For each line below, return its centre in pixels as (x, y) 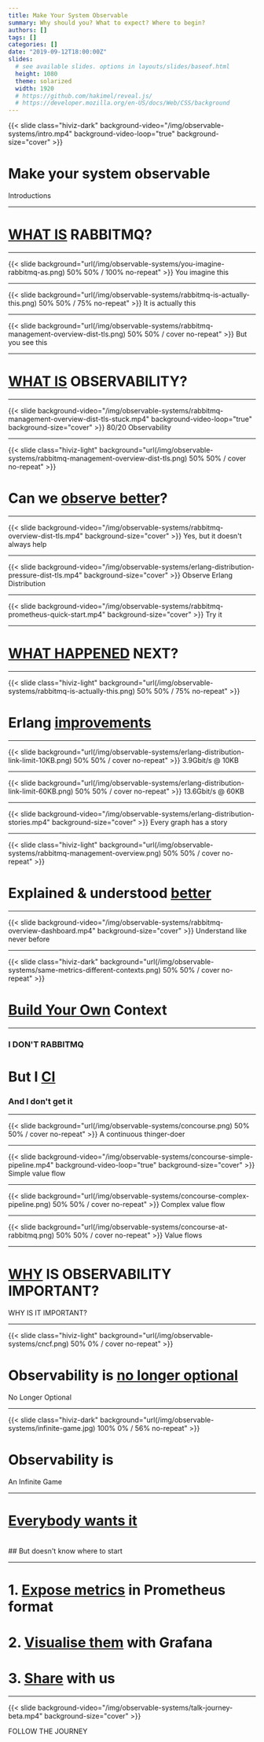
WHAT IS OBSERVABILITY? (98, 381)
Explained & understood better (110, 893)
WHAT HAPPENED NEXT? (93, 654)
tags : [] (22, 37)
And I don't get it (40, 1101)
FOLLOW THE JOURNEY (48, 1731)
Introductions (29, 196)
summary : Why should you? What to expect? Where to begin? (107, 23)
